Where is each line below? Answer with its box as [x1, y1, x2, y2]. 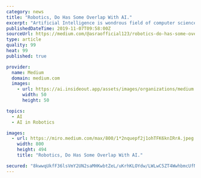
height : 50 [22, 97, 50, 103]
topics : [6, 108, 26, 114]
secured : [6, 162, 28, 169]
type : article [6, 36, 42, 42]
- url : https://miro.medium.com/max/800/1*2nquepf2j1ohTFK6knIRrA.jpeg [11, 136, 194, 142]
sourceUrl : [6, 31, 33, 37]
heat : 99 [6, 48, 28, 54]
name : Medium [11, 69, 44, 75]
